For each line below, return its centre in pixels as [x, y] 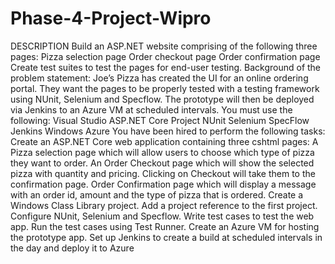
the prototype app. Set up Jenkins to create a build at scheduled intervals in [166, 237]
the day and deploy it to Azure [72, 248]
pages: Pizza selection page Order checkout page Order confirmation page [165, 56]
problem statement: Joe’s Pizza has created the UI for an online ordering [159, 78]
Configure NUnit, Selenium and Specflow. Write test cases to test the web [162, 216]
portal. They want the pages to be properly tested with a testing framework [165, 88]
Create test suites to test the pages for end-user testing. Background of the [166, 67]
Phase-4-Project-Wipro [111, 18]
